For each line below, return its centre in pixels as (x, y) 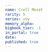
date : (11, 38)
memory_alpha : (20, 24)
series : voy (17, 19)
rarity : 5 (15, 14)
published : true (22, 42)
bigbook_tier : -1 (23, 28)
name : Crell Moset (24, 10)
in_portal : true (22, 33)
